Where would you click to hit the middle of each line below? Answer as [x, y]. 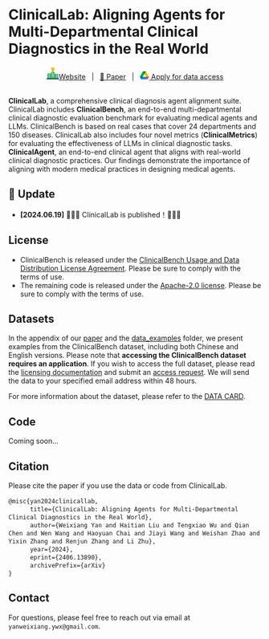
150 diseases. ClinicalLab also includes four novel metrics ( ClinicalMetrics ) [133, 135]
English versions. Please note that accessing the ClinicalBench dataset [127, 356]
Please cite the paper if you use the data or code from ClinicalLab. [118, 486]
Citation [29, 466]
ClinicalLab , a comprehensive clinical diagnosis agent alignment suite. [125, 100]
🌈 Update [32, 194]
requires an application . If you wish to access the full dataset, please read [132, 364]
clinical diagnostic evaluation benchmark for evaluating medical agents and [133, 117]
